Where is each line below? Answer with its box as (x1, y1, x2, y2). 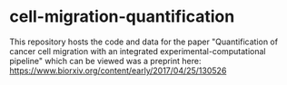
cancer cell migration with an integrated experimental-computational (9, 45, 266, 56)
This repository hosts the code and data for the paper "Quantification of (9, 36, 279, 47)
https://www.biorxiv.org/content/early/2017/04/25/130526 (9, 65, 227, 76)
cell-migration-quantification (9, 6, 235, 27)
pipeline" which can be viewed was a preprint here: (9, 55, 202, 66)
